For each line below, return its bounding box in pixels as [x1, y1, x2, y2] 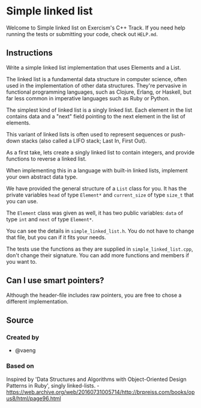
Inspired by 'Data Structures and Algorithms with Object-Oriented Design [6, 376, 187, 383]
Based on [6, 362, 34, 370]
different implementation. [6, 297, 69, 305]
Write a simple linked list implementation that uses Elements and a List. [6, 64, 181, 71]
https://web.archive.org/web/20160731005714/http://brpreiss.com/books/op [6, 388, 195, 395]
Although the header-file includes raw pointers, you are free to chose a [6, 291, 182, 299]
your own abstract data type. [6, 173, 78, 180]
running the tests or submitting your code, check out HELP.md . [6, 30, 158, 37]
